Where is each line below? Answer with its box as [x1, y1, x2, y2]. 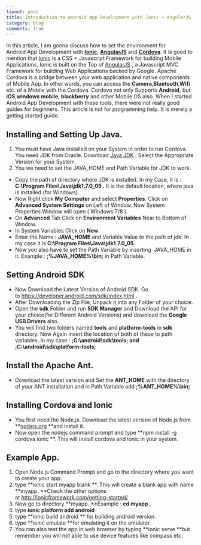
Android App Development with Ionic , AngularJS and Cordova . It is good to [6, 49, 193, 56]
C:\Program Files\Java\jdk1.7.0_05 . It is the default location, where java [14, 182, 194, 189]
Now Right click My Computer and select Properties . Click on [14, 195, 169, 203]
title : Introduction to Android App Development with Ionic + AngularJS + [6, 14, 197, 20]
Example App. [6, 452, 60, 462]
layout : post [6, 8, 39, 15]
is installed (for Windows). [14, 189, 80, 196]
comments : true [6, 25, 44, 32]
